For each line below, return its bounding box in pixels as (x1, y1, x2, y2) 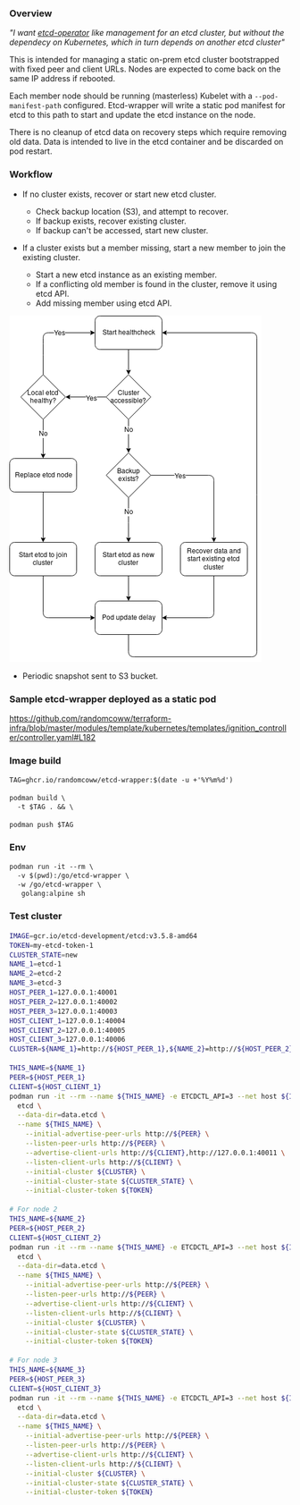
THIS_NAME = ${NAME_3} (9, 1365, 87, 1374)
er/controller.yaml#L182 (9, 731, 96, 742)
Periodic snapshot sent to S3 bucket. (21, 670, 159, 681)
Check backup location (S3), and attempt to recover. (35, 206, 229, 216)
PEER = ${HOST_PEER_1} (9, 1072, 87, 1082)
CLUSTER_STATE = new (9, 951, 78, 960)
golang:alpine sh (21, 889, 87, 899)
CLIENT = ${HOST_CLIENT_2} (9, 1233, 102, 1242)
